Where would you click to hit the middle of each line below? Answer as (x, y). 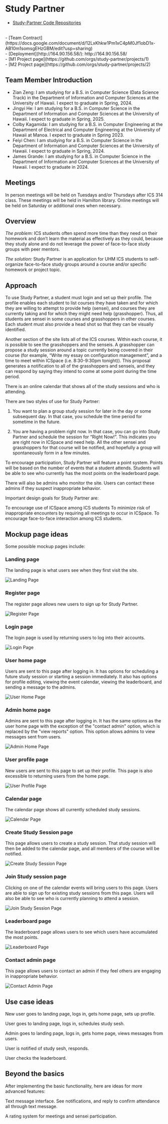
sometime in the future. (37, 422)
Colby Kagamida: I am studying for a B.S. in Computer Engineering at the (88, 124)
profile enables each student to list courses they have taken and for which (82, 303)
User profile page (27, 760)
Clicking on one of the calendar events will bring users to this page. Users (81, 888)
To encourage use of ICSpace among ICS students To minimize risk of (78, 508)
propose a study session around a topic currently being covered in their (79, 350)
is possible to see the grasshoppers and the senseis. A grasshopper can (80, 345)
